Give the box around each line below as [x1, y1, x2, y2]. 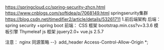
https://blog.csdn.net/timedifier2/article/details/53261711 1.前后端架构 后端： [5, 16, 161, 22]
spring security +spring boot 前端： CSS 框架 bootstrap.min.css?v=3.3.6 [5, 22, 153, 28]
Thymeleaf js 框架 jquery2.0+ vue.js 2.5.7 [19, 29, 104, 34]
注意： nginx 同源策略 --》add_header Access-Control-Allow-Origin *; [5, 39, 149, 45]
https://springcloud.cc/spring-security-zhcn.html [5, 4, 106, 10]
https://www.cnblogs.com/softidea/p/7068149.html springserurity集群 [5, 10, 148, 16]
